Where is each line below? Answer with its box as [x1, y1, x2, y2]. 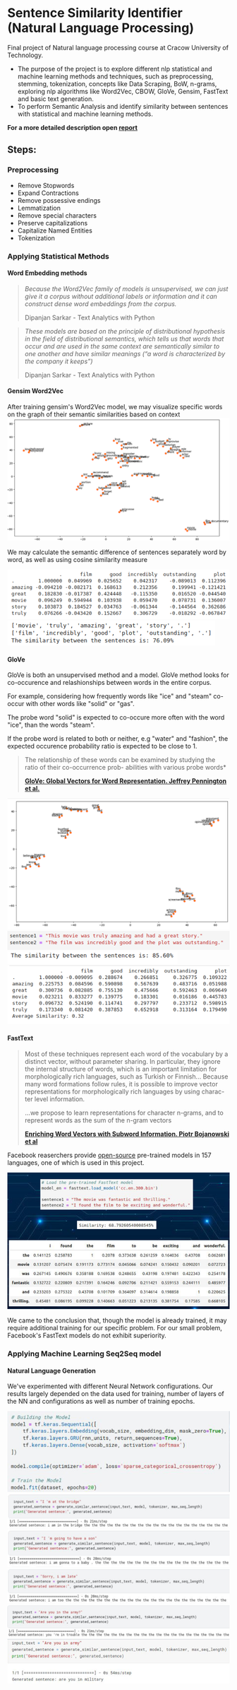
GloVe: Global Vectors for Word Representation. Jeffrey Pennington [24, 777, 227, 785]
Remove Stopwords [17, 181, 75, 189]
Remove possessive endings [17, 196, 101, 204]
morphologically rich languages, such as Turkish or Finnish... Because [24, 1072, 229, 1081]
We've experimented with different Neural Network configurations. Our [7, 1382, 214, 1390]
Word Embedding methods [7, 269, 87, 277]
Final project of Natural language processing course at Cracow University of [7, 43, 229, 52]
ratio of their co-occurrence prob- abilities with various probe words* [24, 763, 227, 772]
